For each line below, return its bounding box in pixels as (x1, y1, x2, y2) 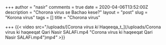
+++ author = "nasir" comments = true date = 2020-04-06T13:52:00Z (5, 4, 149, 10)
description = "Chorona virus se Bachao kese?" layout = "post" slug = (5, 9, 148, 15)
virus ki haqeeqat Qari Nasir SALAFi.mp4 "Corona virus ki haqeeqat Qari (5, 29, 153, 35)
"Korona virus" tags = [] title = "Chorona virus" (5, 15, 101, 20)
